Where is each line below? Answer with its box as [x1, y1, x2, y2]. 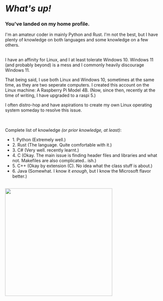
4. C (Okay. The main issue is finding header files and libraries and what [12, 152, 158, 158]
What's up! [5, 3, 51, 14]
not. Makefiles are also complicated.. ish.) [12, 158, 96, 164]
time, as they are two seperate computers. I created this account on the [5, 82, 149, 88]
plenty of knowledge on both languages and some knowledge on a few [5, 37, 148, 43]
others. [5, 42, 20, 48]
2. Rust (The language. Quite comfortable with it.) [12, 142, 112, 148]
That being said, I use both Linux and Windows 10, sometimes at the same [5, 77, 155, 83]
